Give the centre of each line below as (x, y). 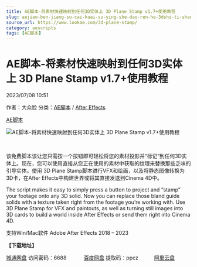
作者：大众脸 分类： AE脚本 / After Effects (56, 107)
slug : (13, 17)
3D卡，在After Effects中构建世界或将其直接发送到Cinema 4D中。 (84, 178)
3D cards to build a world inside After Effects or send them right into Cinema (98, 215)
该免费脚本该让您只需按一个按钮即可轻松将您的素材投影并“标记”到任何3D (94, 156)
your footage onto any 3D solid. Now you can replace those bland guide (93, 196)
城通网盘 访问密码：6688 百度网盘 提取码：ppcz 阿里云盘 (90, 258)
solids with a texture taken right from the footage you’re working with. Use (96, 202)
